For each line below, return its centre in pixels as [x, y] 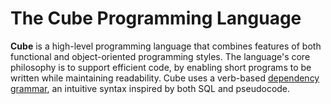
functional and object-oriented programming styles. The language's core [160, 56]
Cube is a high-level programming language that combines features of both [166, 46]
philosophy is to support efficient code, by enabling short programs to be [161, 67]
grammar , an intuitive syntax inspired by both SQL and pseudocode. [150, 88]
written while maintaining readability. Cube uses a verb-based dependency [165, 78]
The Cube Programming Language [156, 18]
